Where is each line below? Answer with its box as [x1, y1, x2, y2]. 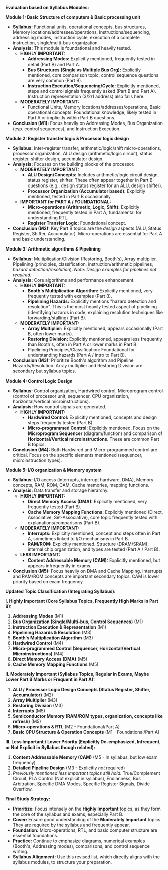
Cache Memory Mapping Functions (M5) [12, 661, 99, 667]
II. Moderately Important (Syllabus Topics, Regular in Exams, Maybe [5, 671, 149, 677]
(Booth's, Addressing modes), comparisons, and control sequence [12, 843, 150, 849]
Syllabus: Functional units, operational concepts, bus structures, [12, 24, 146, 30]
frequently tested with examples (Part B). [27, 293, 112, 299]
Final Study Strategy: [5, 796, 50, 802]
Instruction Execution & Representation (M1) [12, 624, 107, 630]
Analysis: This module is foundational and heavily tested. [12, 45, 131, 51]
